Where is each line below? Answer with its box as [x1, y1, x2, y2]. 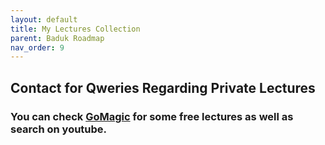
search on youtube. [10, 122, 108, 136]
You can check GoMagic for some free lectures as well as [10, 109, 294, 123]
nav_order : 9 [10, 42, 65, 53]
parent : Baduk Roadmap [10, 33, 105, 43]
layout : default [10, 14, 78, 25]
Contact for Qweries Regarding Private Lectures [10, 79, 316, 96]
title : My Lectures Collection [10, 24, 141, 34]
